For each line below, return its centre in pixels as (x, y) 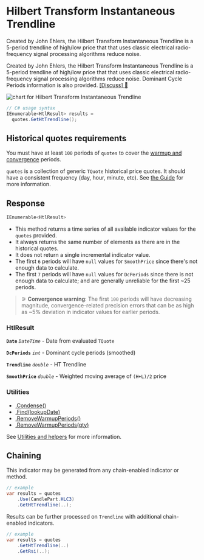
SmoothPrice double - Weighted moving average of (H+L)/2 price (87, 376)
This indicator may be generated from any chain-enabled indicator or (93, 471)
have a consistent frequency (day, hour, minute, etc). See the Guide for (95, 178)
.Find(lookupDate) (38, 411)
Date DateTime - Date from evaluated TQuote (60, 341)
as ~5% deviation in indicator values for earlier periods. (90, 312)
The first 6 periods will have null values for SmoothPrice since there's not (106, 261)
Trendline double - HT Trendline (46, 365)
